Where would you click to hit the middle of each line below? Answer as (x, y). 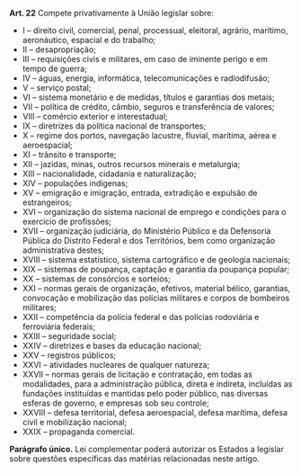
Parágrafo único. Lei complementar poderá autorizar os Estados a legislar (147, 449)
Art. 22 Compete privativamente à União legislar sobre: (111, 13)
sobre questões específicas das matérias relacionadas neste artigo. (135, 459)
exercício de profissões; (67, 221)
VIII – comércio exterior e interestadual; (95, 116)
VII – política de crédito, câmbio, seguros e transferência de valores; (148, 107)
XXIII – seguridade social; (69, 336)
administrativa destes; (63, 250)
